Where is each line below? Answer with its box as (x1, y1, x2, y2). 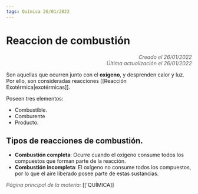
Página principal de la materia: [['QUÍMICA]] (6, 182, 114, 189)
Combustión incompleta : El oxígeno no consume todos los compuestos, (14, 164, 192, 171)
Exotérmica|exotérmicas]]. (6, 83, 71, 91)
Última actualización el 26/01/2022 (106, 59, 192, 66)
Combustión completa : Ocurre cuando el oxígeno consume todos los (14, 151, 184, 159)
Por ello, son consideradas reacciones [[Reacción (6, 77, 127, 84)
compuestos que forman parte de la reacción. (14, 158, 126, 165)
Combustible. (14, 106, 48, 113)
